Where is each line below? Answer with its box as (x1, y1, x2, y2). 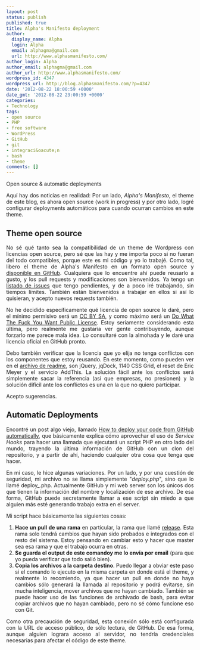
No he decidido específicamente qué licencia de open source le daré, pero (6, 306, 194, 313)
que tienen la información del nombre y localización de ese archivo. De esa (6, 488, 194, 495)
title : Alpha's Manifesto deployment (6, 25, 100, 32)
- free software (6, 125, 46, 131)
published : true (6, 20, 46, 26)
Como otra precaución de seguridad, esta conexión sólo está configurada (6, 618, 194, 625)
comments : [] (6, 164, 39, 170)
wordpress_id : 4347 (6, 75, 55, 81)
